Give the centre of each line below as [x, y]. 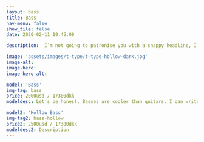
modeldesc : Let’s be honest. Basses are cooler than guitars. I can [95, 102]
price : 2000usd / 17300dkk [40, 96]
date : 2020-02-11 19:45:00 [40, 35]
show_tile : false [28, 29]
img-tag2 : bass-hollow [35, 118]
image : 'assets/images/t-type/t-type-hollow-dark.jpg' [77, 57]
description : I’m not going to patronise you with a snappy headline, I [102, 46]
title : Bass [21, 18]
